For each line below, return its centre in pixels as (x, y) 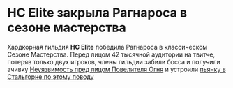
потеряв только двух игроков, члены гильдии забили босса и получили (114, 61)
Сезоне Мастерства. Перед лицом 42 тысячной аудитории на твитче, (111, 54)
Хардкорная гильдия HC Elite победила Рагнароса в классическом (107, 47)
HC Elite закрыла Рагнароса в (97, 13)
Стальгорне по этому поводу (51, 76)
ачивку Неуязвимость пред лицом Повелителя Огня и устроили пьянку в (117, 69)
